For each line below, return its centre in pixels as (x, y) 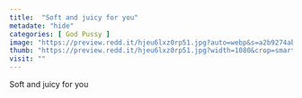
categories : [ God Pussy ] (60, 34)
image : (22, 42)
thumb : (22, 51)
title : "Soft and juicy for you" (74, 17)
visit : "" (28, 59)
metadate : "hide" (42, 26)
